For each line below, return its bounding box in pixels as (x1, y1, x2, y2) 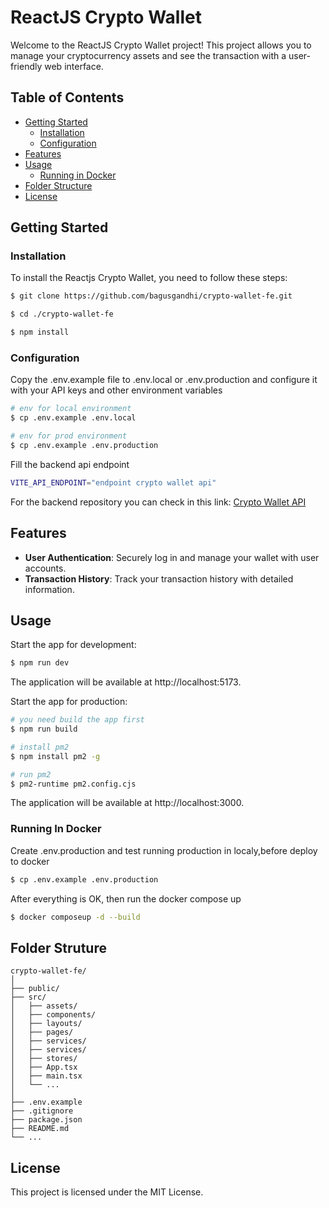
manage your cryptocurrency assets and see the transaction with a (10, 49, 287, 61)
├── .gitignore (10, 1106, 74, 1116)
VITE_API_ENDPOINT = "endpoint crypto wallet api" (10, 477, 217, 488)
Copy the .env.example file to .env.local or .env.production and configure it (10, 374, 318, 386)
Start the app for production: (10, 696, 128, 708)
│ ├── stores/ (10, 1054, 78, 1064)
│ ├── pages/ (10, 1027, 74, 1038)
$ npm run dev (10, 658, 70, 668)
